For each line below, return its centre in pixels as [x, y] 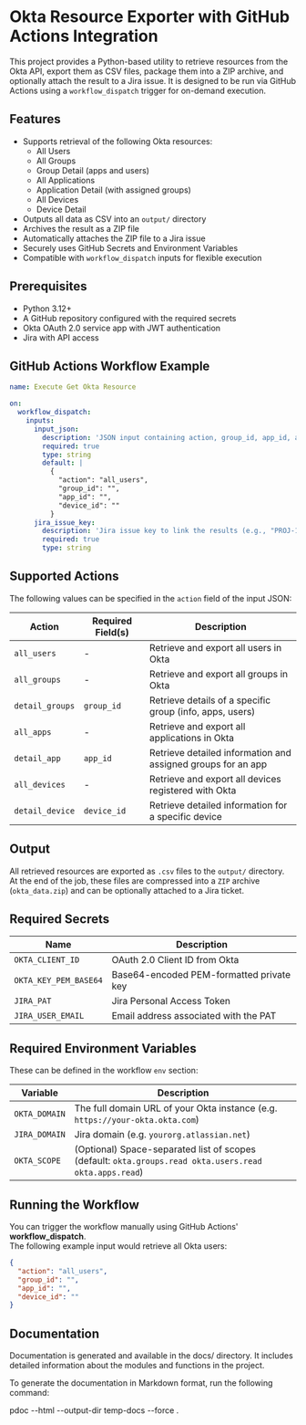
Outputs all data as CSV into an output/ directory [114, 219]
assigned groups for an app [208, 764]
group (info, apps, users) [202, 711]
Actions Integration [84, 36]
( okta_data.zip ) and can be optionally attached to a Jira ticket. [127, 890]
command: [30, 1393]
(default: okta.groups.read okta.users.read [168, 1161]
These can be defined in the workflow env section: [104, 1071]
